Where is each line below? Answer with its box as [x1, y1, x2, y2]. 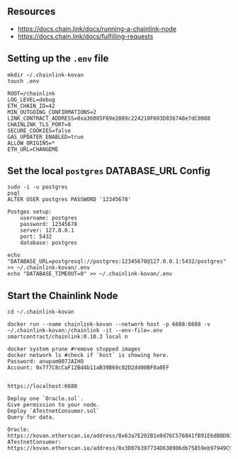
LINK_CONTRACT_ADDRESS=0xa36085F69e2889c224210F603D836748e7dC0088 [7, 115, 211, 122]
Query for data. [7, 414, 55, 421]
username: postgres [20, 215, 78, 222]
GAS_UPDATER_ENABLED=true [7, 133, 84, 140]
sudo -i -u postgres [7, 183, 69, 191]
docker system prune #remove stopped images [7, 346, 141, 353]
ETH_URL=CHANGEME [7, 145, 59, 153]
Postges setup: [7, 208, 52, 215]
